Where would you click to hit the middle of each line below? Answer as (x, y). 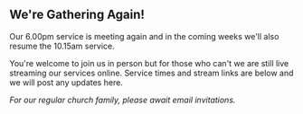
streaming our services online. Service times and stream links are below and (151, 73)
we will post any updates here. (66, 82)
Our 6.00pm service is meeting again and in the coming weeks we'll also (144, 36)
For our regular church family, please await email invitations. (123, 100)
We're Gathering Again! (77, 15)
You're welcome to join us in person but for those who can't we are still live (149, 63)
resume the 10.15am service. (62, 46)
